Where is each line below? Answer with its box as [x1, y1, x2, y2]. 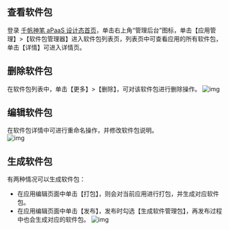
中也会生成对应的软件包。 [17, 216, 90, 224]
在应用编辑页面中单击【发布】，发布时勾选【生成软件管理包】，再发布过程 [17, 207, 222, 215]
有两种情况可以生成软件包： [7, 175, 86, 183]
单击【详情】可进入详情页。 [7, 43, 86, 51]
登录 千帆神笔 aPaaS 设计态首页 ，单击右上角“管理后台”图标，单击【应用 [7, 26, 210, 34]
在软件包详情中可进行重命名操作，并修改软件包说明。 [7, 126, 158, 135]
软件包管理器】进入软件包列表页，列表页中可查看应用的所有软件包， [29, 34, 222, 43]
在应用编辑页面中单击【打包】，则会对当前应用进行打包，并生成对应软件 [17, 189, 219, 198]
